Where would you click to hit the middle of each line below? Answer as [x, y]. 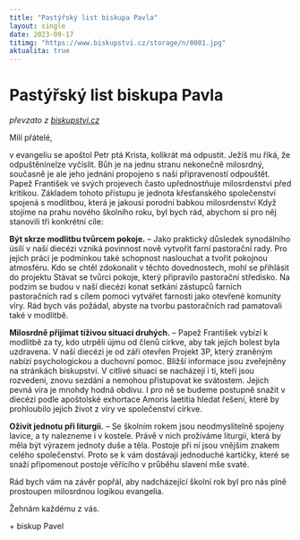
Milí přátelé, [31, 138]
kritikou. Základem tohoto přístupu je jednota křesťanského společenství [142, 193]
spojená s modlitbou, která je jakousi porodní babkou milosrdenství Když [143, 203]
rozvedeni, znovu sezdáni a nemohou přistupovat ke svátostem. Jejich [139, 380]
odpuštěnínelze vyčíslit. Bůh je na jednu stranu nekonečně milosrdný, [137, 165]
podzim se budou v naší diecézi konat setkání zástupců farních [125, 287]
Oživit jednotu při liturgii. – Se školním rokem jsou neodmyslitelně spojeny [147, 426]
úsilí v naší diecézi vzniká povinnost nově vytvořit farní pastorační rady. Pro [149, 248]
